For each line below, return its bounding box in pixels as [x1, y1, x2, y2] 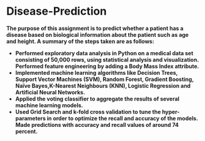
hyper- [162, 108, 180, 115]
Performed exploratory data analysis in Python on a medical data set [15, 49, 194, 56]
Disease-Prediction [6, 4, 107, 18]
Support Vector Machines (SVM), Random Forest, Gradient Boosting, [15, 75, 194, 83]
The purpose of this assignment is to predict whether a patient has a [6, 25, 184, 32]
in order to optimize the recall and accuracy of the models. [47, 115, 198, 122]
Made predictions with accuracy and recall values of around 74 [15, 121, 179, 128]
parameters [15, 115, 46, 122]
